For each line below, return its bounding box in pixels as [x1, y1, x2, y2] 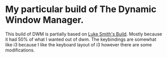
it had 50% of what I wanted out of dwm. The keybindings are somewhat [5, 36, 156, 42]
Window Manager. [5, 14, 84, 26]
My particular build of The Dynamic [5, 4, 156, 15]
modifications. [5, 47, 35, 53]
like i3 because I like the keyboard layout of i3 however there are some [5, 41, 152, 47]
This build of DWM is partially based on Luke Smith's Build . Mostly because [5, 31, 162, 37]
